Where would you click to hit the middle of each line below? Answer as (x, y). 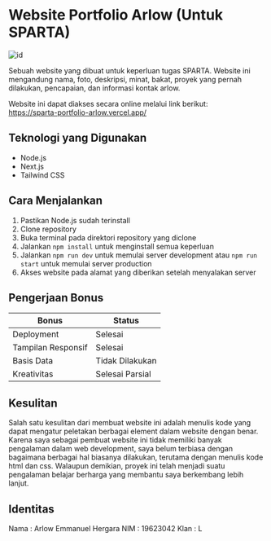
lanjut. (19, 483)
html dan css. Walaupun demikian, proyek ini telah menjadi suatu (117, 466)
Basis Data (33, 361)
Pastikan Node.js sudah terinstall (75, 220)
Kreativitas (33, 374)
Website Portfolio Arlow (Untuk (116, 15)
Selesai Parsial (124, 374)
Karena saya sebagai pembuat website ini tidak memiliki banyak (115, 440)
